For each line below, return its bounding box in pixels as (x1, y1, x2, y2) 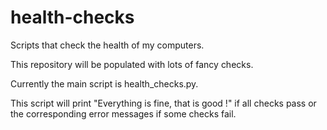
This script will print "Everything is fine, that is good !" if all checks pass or (10, 97, 317, 109)
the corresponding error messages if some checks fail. (10, 107, 237, 120)
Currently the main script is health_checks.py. (10, 77, 199, 90)
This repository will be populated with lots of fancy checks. (10, 58, 254, 70)
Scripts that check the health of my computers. (10, 39, 205, 51)
